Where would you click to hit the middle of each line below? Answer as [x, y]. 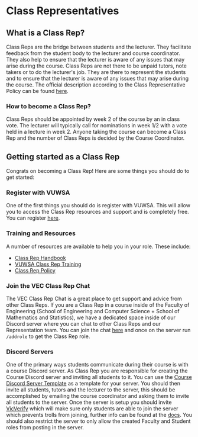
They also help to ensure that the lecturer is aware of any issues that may [95, 60]
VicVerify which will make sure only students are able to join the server [92, 409]
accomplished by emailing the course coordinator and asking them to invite [98, 396]
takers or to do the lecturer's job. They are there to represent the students [96, 72]
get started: [20, 177]
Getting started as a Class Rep [63, 157]
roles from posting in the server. [45, 428]
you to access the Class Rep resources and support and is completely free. [98, 212]
